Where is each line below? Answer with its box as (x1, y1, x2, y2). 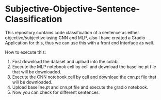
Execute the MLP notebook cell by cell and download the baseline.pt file (12, 64, 156, 70)
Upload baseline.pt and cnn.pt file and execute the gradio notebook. (12, 84, 149, 90)
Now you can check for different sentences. (12, 89, 100, 95)
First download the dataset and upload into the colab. (12, 58, 119, 64)
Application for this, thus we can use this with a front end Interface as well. (5, 40, 154, 45)
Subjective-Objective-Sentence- (5, 3, 140, 14)
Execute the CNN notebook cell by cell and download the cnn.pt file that (12, 74, 157, 80)
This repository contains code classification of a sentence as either (5, 29, 140, 35)
